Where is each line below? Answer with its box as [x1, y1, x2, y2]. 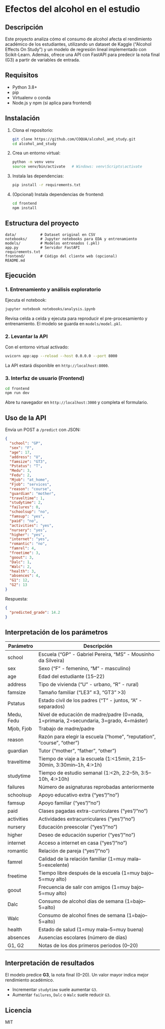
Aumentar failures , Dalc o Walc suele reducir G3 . [12, 992, 111, 998]
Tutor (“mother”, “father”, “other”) [38, 747, 117, 754]
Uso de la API [5, 414, 47, 422]
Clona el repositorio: [12, 127, 54, 133]
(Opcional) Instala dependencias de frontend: [12, 192, 105, 197]
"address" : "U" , [9, 455, 43, 459]
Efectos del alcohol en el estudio [5, 3, 140, 15]
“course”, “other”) [38, 740, 80, 746]
